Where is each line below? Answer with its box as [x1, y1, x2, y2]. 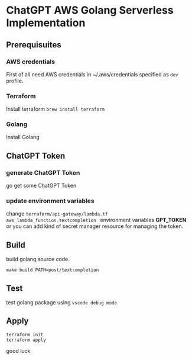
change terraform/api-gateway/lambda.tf [6, 210, 108, 217]
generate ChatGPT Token [6, 168, 80, 176]
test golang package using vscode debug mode [6, 299, 117, 306]
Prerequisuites [6, 40, 61, 50]
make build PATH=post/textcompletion [6, 267, 99, 273]
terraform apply [6, 337, 46, 343]
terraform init [6, 332, 44, 337]
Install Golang [6, 134, 40, 141]
